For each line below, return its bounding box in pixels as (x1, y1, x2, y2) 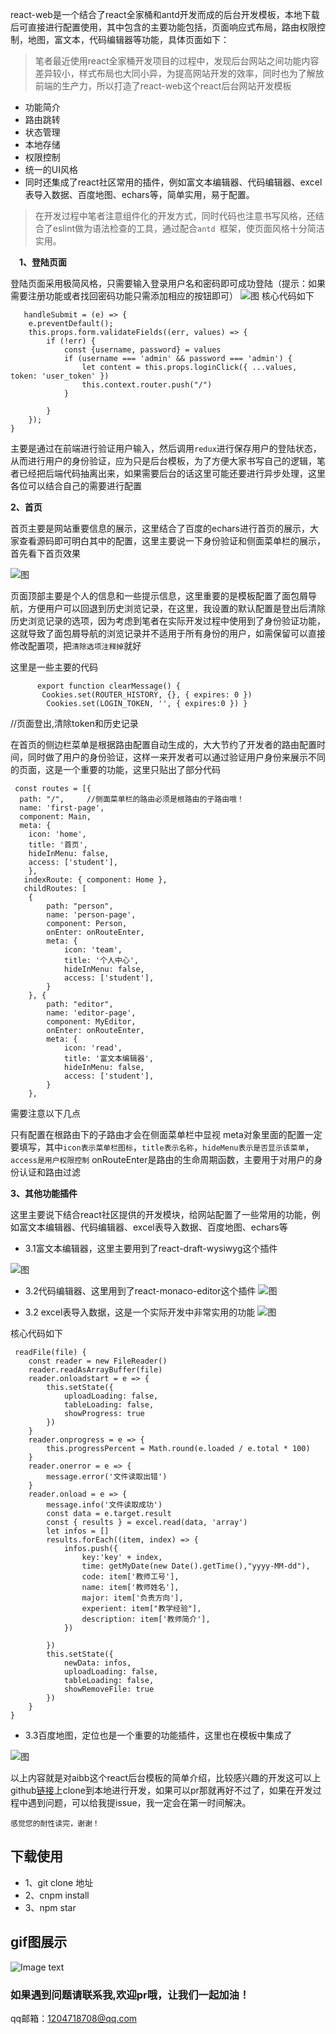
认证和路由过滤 (18, 1166, 81, 1178)
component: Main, (19, 812, 92, 822)
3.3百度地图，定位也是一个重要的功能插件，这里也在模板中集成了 (24, 1729, 293, 1741)
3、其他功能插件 (10, 1188, 78, 1199)
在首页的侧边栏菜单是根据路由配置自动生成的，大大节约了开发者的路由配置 (10, 739, 317, 750)
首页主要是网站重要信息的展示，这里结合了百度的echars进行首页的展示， (10, 523, 310, 534)
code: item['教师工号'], (81, 1572, 180, 1582)
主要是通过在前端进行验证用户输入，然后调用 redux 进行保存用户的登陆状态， (10, 443, 322, 454)
